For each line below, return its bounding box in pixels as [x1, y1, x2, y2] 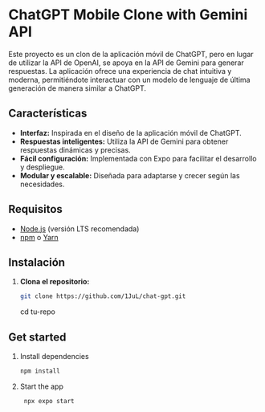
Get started [8, 330, 67, 344]
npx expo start [23, 397, 75, 405]
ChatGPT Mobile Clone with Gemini [8, 6, 248, 24]
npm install [19, 367, 60, 375]
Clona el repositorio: [19, 277, 90, 287]
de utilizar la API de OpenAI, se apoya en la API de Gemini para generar [8, 58, 245, 67]
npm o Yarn [19, 232, 59, 242]
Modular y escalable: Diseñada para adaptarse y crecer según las [19, 170, 240, 180]
